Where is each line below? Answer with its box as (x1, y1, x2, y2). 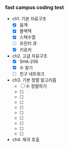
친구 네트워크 (19, 71, 45, 76)
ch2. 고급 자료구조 (12, 53, 47, 59)
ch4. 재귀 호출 (12, 136, 40, 142)
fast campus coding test (5, 4, 64, 11)
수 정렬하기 (25, 83, 47, 89)
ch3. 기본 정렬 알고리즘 (12, 77, 57, 83)
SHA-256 (19, 58, 38, 64)
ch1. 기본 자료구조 (12, 16, 46, 22)
